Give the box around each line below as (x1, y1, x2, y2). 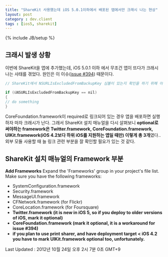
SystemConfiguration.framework (12, 183, 80, 189)
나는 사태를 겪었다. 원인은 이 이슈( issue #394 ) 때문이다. (5, 71, 114, 77)
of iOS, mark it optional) (12, 215, 63, 221)
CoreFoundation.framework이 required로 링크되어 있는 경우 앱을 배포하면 (5, 113, 151, 120)
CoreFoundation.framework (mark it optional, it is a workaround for (12, 220, 155, 226)
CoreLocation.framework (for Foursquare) (12, 204, 99, 210)
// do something (5, 99, 39, 104)
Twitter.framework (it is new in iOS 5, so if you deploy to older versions (12, 210, 162, 216)
